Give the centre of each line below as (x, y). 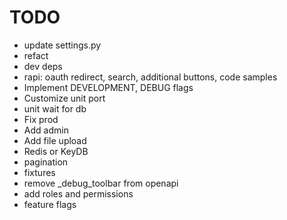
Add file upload (55, 140)
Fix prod (41, 119)
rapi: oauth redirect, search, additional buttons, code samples (150, 77)
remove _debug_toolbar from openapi (101, 183)
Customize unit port (64, 98)
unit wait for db (55, 108)
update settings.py (62, 45)
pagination (46, 162)
